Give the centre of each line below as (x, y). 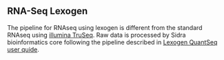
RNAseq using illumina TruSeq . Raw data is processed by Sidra (96, 35)
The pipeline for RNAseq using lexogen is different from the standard (105, 27)
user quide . (23, 49)
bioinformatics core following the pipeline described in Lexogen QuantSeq (112, 42)
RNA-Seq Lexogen (48, 11)
